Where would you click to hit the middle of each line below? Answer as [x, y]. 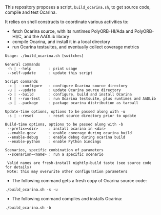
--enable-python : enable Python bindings [54, 142]
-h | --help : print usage [42, 69]
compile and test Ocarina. [31, 12]
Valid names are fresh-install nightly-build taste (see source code [79, 163]
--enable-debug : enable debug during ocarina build [66, 137]
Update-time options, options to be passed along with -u [65, 112]
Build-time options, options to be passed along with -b [64, 124]
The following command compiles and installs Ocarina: [67, 199]
